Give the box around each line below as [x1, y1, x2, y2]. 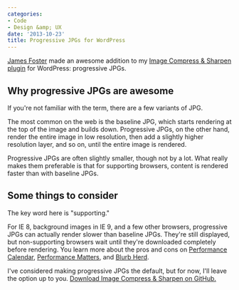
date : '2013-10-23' [7, 30, 65, 38]
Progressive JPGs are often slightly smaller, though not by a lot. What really [7, 154, 228, 162]
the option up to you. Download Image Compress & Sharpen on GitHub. [7, 274, 217, 282]
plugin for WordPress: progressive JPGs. [7, 64, 127, 73]
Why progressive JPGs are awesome [7, 85, 174, 97]
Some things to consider [7, 190, 119, 202]
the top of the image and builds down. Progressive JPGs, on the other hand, [7, 125, 230, 133]
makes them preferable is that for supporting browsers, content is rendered [7, 161, 229, 170]
